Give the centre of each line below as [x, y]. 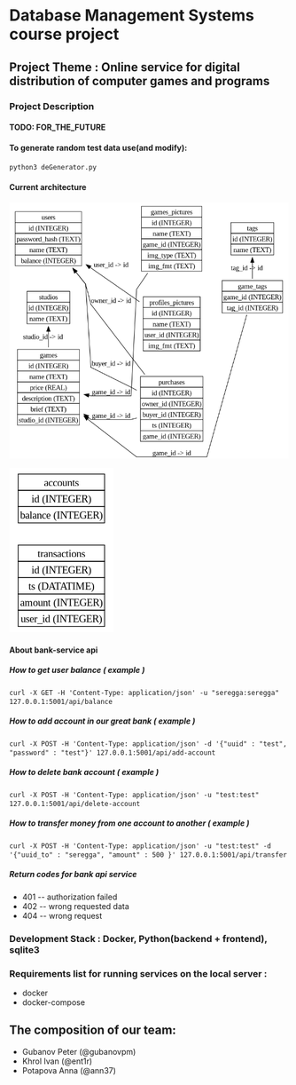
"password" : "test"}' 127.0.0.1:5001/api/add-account [113, 752]
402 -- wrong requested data [76, 906]
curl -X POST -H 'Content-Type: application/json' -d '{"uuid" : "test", [148, 744]
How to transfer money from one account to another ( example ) [129, 823]
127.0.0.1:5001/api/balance [61, 701]
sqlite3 [24, 949]
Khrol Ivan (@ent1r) [57, 1061]
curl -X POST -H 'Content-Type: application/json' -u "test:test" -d [140, 846]
